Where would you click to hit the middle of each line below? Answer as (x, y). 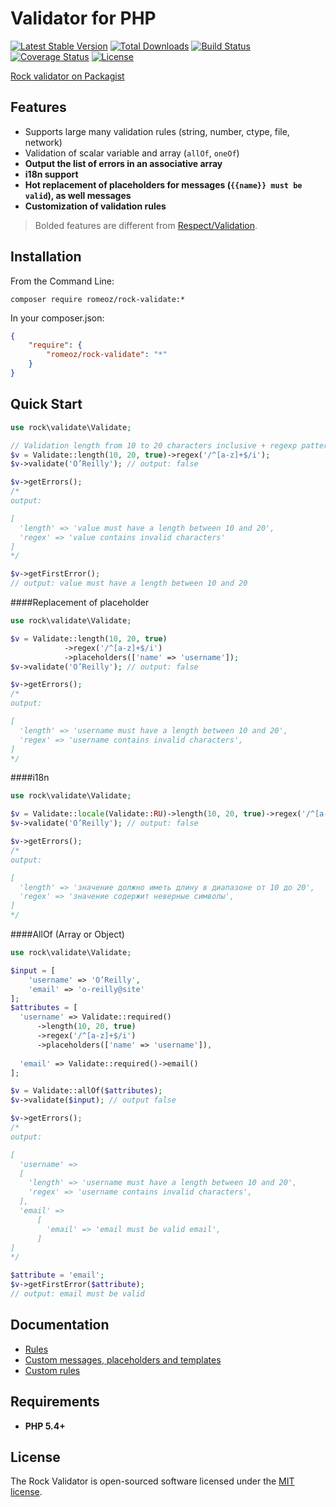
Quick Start (46, 404)
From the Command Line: (62, 281)
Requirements (55, 1402)
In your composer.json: (57, 318)
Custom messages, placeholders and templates (123, 1359)
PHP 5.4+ (45, 1426)
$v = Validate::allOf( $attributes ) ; (86, 1091)
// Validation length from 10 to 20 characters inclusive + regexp (154, 445)
